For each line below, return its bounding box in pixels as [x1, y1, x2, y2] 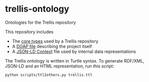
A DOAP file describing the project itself [12, 43, 93, 49]
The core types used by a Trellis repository [12, 38, 98, 44]
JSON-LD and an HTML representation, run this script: [5, 63, 114, 69]
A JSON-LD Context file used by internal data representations [12, 49, 136, 54]
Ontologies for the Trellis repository [5, 19, 76, 25]
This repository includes [5, 29, 54, 34]
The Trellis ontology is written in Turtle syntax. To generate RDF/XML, [5, 58, 145, 64]
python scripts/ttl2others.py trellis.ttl [5, 72, 93, 77]
